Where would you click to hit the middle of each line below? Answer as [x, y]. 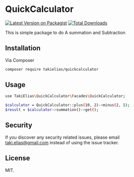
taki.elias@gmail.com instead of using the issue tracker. [62, 142]
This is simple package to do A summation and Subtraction [65, 32]
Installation [23, 48]
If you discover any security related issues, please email [63, 137]
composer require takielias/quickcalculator [52, 69]
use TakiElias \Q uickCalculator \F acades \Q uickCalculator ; [65, 96]
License [18, 158]
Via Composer [20, 60]
